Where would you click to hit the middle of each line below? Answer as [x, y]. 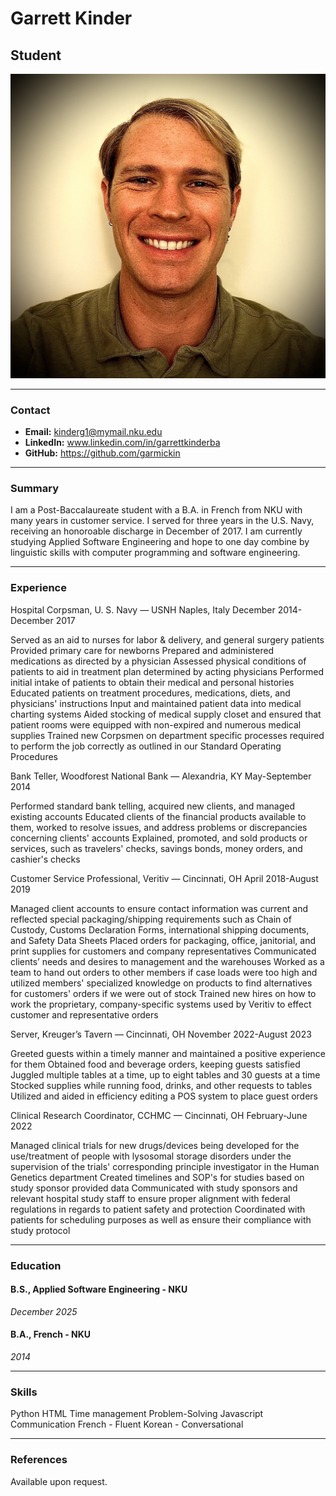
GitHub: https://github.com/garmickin [102, 453]
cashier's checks [45, 859]
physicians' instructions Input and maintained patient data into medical [156, 703]
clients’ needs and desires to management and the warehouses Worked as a [167, 961]
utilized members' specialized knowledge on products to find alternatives [161, 983]
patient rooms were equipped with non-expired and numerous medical [156, 724]
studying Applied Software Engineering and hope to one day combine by [160, 542]
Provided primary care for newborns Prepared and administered [142, 650]
